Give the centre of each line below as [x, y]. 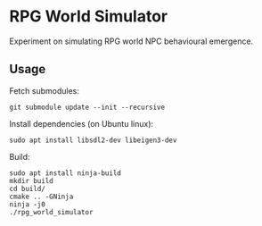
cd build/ [28, 188]
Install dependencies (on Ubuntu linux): [82, 123]
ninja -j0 [28, 204]
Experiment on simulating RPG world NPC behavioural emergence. [131, 41]
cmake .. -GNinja [41, 197]
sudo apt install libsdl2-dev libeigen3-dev [93, 140]
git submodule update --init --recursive [87, 107]
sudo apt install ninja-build [65, 173]
